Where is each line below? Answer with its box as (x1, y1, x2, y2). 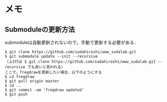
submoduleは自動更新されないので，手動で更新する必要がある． (5, 40, 139, 45)
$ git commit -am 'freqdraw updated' (5, 87, 85, 92)
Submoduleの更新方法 (5, 25, 75, 34)
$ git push (5, 92, 28, 97)
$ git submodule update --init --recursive (5, 54, 98, 59)
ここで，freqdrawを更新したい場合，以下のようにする (5, 70, 102, 75)
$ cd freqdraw (5, 74, 35, 79)
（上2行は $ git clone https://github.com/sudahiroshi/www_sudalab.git (5, 59, 156, 64)
